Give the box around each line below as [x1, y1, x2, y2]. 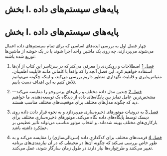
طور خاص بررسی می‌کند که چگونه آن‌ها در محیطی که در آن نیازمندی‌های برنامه [11, 140, 158, 146]
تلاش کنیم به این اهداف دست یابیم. [11, 79, 77, 85]
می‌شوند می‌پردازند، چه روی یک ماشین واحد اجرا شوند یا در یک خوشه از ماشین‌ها [4, 48, 154, 54]
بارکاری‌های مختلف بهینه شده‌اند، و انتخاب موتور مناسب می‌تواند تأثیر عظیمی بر [11, 120, 158, 126]
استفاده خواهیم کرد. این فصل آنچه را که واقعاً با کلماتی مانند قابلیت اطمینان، [11, 68, 153, 74]
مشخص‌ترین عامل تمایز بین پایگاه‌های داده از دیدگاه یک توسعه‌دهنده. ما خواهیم [11, 94, 156, 100]
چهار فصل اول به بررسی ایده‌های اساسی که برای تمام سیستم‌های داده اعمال [4, 43, 147, 49]
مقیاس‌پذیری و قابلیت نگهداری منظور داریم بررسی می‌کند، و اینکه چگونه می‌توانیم [11, 74, 163, 80]
